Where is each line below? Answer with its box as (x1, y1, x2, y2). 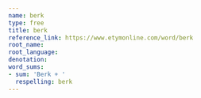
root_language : (8, 48, 59, 56)
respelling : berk (15, 77, 73, 85)
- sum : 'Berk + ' (8, 70, 66, 78)
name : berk (8, 11, 44, 20)
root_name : (8, 41, 44, 49)
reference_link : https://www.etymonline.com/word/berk (8, 33, 194, 42)
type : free (8, 19, 44, 27)
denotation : (8, 56, 48, 64)
